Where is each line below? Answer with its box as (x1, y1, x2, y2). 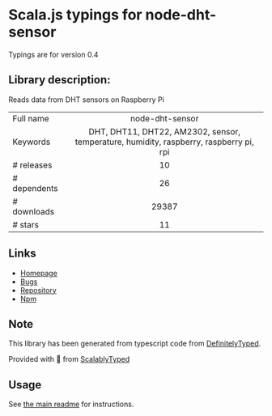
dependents (12, 182, 58, 193)
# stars (12, 219, 39, 230)
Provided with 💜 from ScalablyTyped (8, 354, 130, 364)
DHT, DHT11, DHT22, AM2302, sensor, (88, 125, 241, 137)
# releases (12, 159, 53, 171)
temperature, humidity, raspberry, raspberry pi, (74, 136, 254, 147)
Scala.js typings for (8, 6, 142, 24)
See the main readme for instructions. (8, 399, 134, 410)
